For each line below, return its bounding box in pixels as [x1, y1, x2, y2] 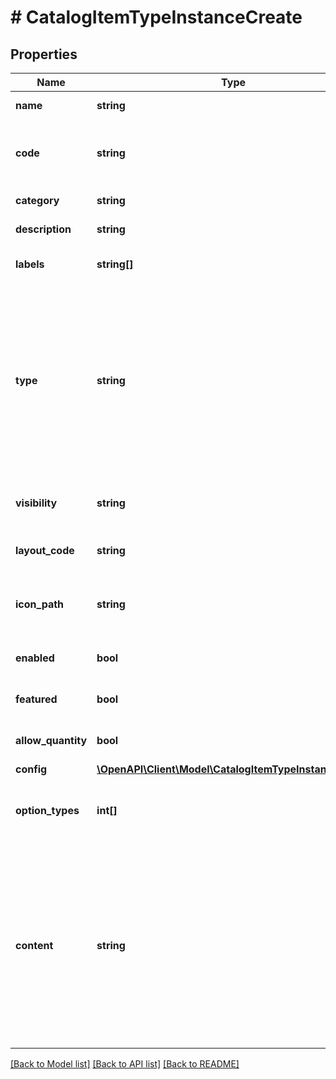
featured [15, 692, 58, 706]
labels [15, 257, 45, 271]
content [15, 939, 54, 952]
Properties [10, 46, 78, 63]
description [15, 222, 72, 236]
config [15, 762, 48, 776]
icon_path [15, 597, 65, 611]
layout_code [15, 544, 75, 557]
